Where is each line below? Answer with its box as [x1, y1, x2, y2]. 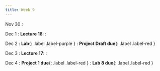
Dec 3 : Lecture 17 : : [5, 50, 47, 56]
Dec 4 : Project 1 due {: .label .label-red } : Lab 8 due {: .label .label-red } [5, 59, 153, 65]
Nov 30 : [5, 21, 23, 27]
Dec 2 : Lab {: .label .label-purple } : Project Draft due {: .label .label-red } [5, 40, 155, 46]
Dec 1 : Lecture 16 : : [5, 30, 47, 36]
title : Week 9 [5, 7, 35, 12]
